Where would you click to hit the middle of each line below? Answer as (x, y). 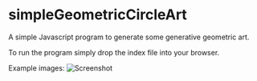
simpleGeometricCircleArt (98, 15)
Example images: (37, 68)
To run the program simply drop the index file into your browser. (114, 52)
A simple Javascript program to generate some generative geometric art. (129, 37)
